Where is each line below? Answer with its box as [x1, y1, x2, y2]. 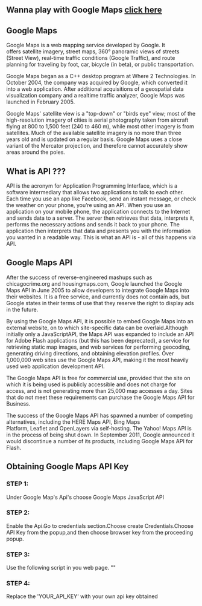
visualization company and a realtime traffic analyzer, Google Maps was [6, 92, 185, 99]
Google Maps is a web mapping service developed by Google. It [6, 42, 166, 49]
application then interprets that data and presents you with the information [6, 227, 191, 235]
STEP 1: [6, 479, 29, 488]
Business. [6, 400, 31, 407]
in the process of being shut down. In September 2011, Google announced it [6, 431, 195, 438]
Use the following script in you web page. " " [6, 564, 116, 571]
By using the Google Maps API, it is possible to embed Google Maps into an [6, 317, 194, 324]
